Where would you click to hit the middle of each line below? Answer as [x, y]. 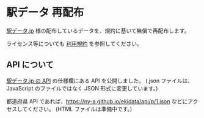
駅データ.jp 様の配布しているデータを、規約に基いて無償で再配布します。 [98, 31]
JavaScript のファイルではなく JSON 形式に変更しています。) [82, 88]
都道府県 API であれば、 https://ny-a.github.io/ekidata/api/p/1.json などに [97, 101]
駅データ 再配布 [45, 13]
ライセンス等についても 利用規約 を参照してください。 [74, 43]
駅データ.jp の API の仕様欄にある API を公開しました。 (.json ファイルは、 [100, 81]
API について [30, 65]
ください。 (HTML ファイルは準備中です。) [80, 109]
